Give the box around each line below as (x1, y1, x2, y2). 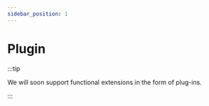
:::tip (7, 64, 21, 73)
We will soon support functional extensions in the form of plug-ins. (7, 78, 202, 86)
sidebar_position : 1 (7, 10, 69, 18)
